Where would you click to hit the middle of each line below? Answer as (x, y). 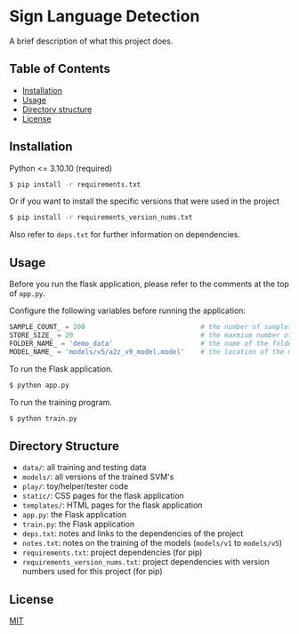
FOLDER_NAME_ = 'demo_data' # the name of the (139, 343)
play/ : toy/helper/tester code (75, 486)
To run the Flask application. (61, 369)
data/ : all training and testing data (84, 468)
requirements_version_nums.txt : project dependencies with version (145, 562)
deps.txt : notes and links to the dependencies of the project (133, 534)
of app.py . (28, 293)
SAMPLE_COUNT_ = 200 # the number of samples (151, 327)
